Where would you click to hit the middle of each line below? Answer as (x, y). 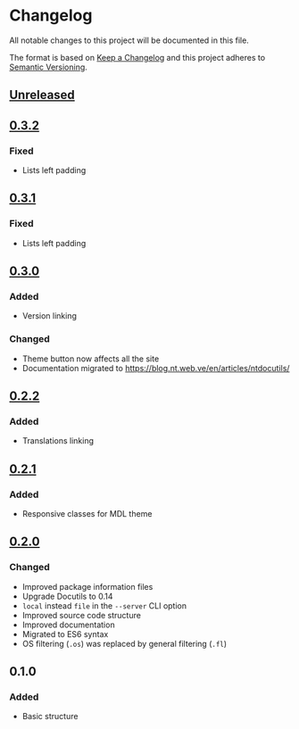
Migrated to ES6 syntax (65, 634)
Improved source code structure (81, 615)
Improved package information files (87, 586)
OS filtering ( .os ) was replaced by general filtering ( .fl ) (125, 643)
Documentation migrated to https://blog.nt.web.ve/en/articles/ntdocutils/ (156, 368)
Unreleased (42, 95)
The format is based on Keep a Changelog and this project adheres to (137, 57)
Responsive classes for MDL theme (87, 514)
